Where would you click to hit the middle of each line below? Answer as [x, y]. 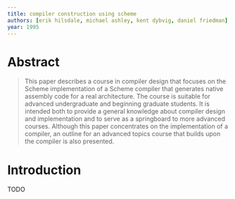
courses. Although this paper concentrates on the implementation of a [126, 126]
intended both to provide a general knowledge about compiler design [125, 111]
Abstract [33, 62]
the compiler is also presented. [69, 141]
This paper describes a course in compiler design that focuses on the [125, 81]
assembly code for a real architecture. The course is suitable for [118, 97]
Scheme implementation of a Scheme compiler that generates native [124, 89]
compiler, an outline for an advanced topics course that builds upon [122, 134]
